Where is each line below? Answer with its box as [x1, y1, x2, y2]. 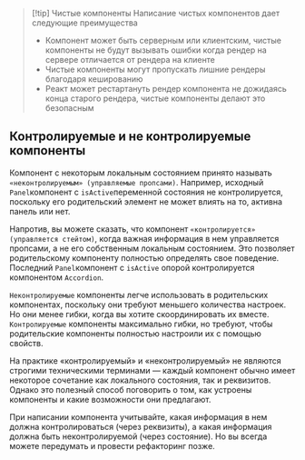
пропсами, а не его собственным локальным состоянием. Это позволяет [9, 243, 295, 254]
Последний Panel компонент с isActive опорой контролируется [9, 262, 255, 273]
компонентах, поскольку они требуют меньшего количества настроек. [9, 299, 287, 310]
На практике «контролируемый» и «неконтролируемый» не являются [9, 355, 281, 366]
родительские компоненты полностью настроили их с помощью [9, 327, 261, 339]
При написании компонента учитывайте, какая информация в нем [9, 411, 268, 422]
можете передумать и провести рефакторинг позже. [9, 440, 215, 451]
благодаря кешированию [44, 74, 143, 85]
